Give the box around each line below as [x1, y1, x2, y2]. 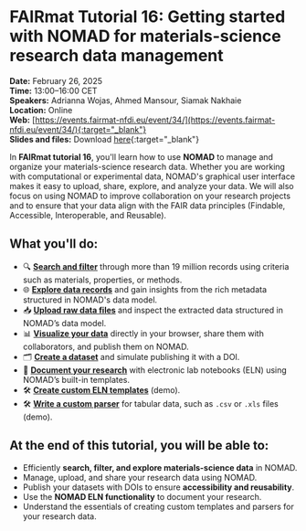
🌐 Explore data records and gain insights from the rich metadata [22, 283, 268, 294]
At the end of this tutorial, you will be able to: [9, 438, 269, 453]
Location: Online [9, 104, 73, 115]
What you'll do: [9, 236, 99, 252]
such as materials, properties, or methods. [22, 274, 183, 285]
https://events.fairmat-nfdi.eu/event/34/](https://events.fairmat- [35, 114, 276, 125]
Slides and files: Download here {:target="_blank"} [9, 133, 199, 144]
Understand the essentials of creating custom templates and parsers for [22, 501, 294, 512]
